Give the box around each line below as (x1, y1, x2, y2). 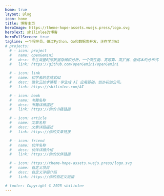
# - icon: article (9, 116, 47, 121)
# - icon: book (9, 93, 41, 98)
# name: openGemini (9, 52, 54, 58)
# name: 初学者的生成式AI (9, 75, 61, 80)
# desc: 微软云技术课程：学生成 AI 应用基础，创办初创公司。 (9, 80, 124, 85)
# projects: (5, 44, 29, 49)
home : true (5, 7, 27, 12)
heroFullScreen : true (5, 35, 49, 40)
